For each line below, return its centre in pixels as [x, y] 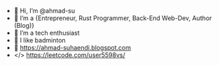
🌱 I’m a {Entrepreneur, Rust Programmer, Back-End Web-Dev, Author [113, 18]
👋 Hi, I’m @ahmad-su [44, 11]
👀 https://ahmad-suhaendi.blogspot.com [72, 48]
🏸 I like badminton [40, 40]
